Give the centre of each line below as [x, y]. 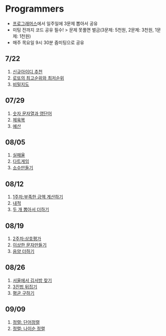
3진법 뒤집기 [25, 286]
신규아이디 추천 [27, 71]
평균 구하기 [23, 293]
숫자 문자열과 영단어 [32, 113]
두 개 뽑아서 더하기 [31, 210]
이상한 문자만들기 [30, 245]
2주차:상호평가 [27, 238]
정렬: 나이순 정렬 [29, 328]
